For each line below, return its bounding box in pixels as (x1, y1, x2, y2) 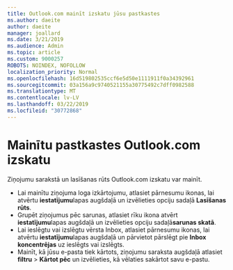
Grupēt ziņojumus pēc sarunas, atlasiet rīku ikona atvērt (17, 210, 179, 219)
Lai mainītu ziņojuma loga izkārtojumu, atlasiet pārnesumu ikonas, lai (17, 189, 214, 197)
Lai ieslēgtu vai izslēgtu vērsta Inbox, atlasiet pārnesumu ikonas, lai (17, 225, 210, 234)
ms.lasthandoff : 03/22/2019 (7, 101, 89, 108)
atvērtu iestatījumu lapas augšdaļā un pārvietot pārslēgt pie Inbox (17, 232, 207, 241)
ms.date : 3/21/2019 (7, 36, 64, 43)
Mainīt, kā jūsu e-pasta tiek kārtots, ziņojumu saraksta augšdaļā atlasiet (17, 248, 223, 256)
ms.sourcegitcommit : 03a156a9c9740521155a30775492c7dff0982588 (7, 81, 195, 88)
